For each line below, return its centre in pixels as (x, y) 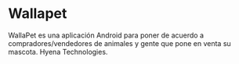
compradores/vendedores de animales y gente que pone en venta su (119, 43)
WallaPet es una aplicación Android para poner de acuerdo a (106, 35)
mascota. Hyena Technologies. (58, 52)
